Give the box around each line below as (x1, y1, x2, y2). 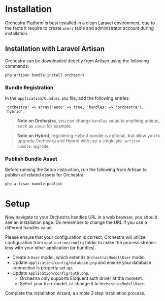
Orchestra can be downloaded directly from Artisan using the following (5, 58, 149, 64)
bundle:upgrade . (17, 143, 50, 149)
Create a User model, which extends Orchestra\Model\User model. (12, 255, 146, 260)
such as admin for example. (17, 123, 72, 129)
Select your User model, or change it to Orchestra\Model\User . (19, 281, 145, 287)
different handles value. (5, 225, 53, 231)
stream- (140, 240, 157, 246)
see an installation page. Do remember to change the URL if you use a (5, 219, 147, 225)
